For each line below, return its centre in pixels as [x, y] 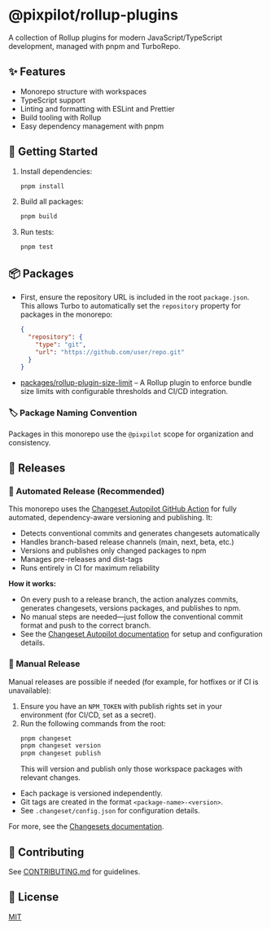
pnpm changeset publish [61, 754]
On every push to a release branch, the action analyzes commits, [129, 599]
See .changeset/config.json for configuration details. [110, 811]
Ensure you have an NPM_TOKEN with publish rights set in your [121, 706]
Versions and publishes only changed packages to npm [113, 550]
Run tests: [37, 232]
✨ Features [37, 72]
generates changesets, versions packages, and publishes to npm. [131, 608]
